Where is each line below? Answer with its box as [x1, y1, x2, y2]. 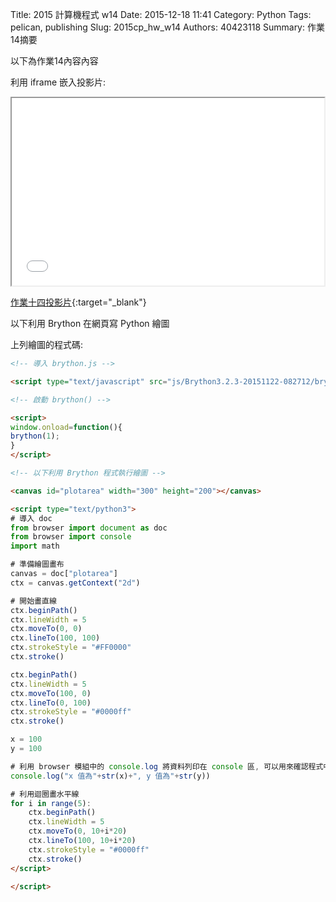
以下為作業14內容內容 [10, 55, 99, 67]
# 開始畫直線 [10, 596, 57, 606]
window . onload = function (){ [10, 422, 123, 432]
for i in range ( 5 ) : [10, 798, 92, 808]
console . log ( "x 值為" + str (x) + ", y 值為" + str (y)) [10, 771, 211, 781]
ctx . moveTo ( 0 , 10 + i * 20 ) [28, 826, 128, 837]
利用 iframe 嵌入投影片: [10, 76, 107, 88]
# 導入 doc [10, 513, 53, 523]
